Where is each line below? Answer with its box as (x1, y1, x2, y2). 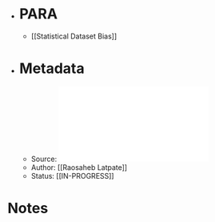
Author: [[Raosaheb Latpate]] (30, 162, 128, 172)
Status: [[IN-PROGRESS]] (30, 171, 114, 180)
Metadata (18, 59, 85, 78)
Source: (30, 154, 58, 163)
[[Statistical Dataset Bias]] (30, 31, 117, 41)
